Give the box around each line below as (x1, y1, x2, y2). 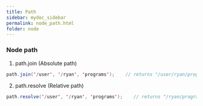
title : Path (6, 8, 36, 15)
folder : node (6, 25, 39, 32)
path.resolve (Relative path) (14, 82, 84, 90)
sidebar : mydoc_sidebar (6, 15, 66, 21)
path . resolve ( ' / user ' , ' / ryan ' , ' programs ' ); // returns (6, 94, 161, 100)
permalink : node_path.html (6, 20, 74, 26)
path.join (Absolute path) (14, 59, 77, 67)
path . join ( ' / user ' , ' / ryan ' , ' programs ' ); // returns (6, 71, 153, 78)
